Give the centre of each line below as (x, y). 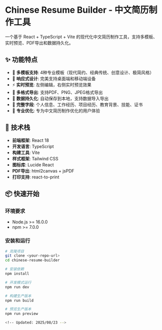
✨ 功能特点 (21, 60)
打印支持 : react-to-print (36, 177)
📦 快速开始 (22, 194)
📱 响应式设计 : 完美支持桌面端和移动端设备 (54, 78)
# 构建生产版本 (18, 296)
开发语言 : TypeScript (33, 146)
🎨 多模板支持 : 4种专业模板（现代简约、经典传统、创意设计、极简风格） (83, 72)
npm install (17, 274)
